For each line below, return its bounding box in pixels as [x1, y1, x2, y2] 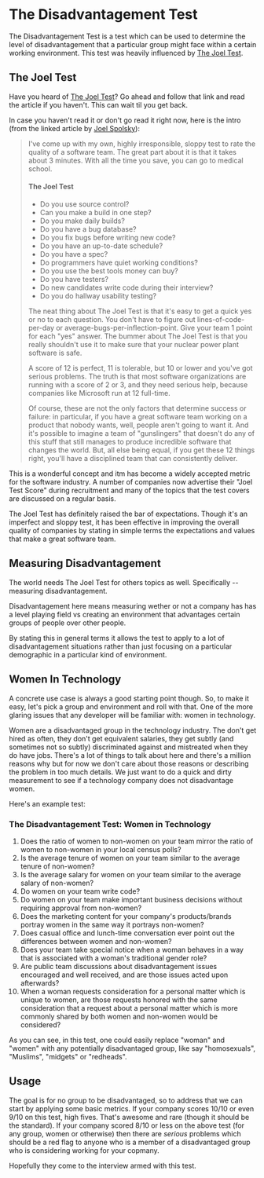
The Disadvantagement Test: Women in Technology [9, 818, 211, 829]
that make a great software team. [9, 534, 116, 543]
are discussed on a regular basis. [9, 493, 116, 503]
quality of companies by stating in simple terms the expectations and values [9, 525, 255, 535]
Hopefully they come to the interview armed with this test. [9, 1161, 197, 1170]
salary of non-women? [20, 878, 93, 887]
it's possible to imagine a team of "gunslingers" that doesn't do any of [27, 428, 255, 437]
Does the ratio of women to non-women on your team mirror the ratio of [20, 836, 254, 846]
